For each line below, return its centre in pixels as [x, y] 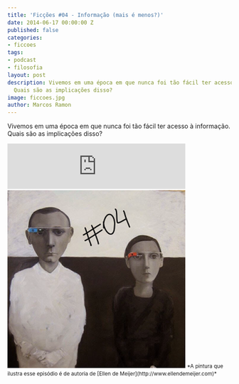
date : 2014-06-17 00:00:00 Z [51, 22]
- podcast [22, 60]
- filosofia [25, 68]
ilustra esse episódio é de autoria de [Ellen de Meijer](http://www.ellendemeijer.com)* [112, 374]
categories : [25, 38]
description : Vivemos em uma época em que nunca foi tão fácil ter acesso [121, 82]
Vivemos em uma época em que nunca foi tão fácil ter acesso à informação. [119, 126]
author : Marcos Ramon [39, 105]
